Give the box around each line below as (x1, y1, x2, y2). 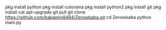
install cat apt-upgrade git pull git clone (5, 9, 85, 15)
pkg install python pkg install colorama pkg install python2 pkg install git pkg (5, 4, 162, 10)
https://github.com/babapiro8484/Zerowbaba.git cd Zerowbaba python (5, 15, 152, 20)
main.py (5, 19, 21, 25)
